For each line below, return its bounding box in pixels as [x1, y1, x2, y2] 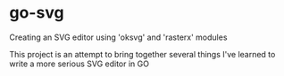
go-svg [9, 3, 64, 23]
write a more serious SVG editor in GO [9, 58, 150, 69]
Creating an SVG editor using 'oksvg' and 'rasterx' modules [9, 32, 228, 42]
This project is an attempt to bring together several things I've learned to [9, 49, 276, 59]
